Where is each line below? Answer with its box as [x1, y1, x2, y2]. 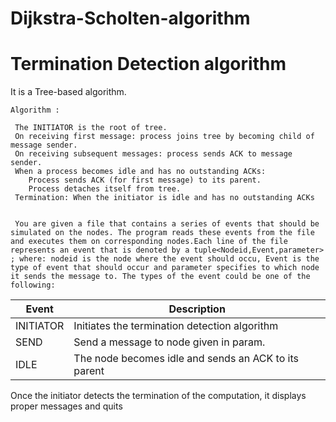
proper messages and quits [10, 400, 123, 412]
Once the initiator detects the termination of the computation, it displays [10, 390, 307, 402]
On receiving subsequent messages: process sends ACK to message [14, 149, 293, 159]
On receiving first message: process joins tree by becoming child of [14, 132, 315, 142]
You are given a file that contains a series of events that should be [14, 219, 320, 229]
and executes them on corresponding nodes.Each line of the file [10, 237, 288, 247]
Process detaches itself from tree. [28, 184, 182, 194]
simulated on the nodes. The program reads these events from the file [10, 228, 315, 238]
